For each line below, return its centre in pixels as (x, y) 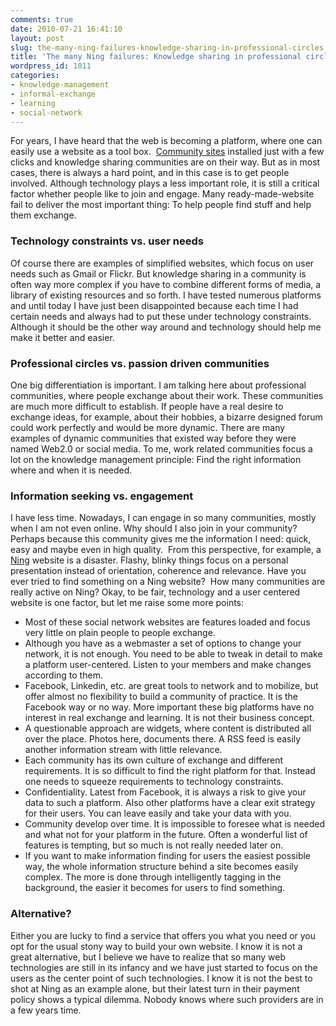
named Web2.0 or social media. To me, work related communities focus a (161, 448)
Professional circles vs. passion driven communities (140, 363)
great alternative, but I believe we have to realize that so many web (148, 957)
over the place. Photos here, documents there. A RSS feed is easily (163, 739)
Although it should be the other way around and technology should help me (166, 327)
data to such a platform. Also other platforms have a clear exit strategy (170, 803)
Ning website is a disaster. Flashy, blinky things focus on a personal (149, 560)
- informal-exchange (53, 94)
